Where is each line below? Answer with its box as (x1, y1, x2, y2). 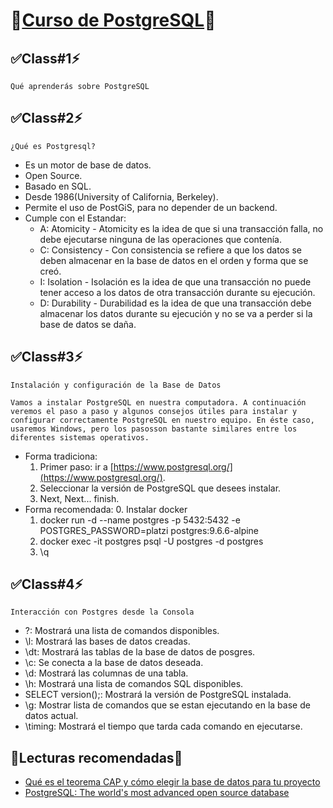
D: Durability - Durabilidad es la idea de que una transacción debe (39, 297, 312, 309)
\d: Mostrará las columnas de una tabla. (24, 667, 189, 679)
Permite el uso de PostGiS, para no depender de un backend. (24, 201, 278, 213)
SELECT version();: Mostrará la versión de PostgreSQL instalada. (24, 689, 292, 701)
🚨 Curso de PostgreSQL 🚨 (10, 9, 217, 32)
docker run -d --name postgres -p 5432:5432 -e (39, 514, 241, 526)
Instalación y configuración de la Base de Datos (10, 380, 222, 390)
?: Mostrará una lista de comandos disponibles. (24, 625, 220, 637)
